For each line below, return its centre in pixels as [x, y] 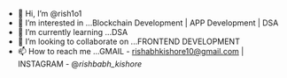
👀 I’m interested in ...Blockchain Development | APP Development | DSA [148, 23]
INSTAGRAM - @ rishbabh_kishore [80, 64]
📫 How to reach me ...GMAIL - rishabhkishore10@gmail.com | [131, 51]
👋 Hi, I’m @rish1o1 [50, 14]
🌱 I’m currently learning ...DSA [73, 32]
